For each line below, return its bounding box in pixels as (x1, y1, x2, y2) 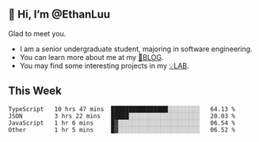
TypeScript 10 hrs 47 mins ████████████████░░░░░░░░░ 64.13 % (8, 105, 236, 113)
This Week (8, 84, 62, 98)
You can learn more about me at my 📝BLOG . (19, 52, 164, 62)
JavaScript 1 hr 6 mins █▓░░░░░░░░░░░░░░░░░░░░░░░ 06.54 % (8, 119, 236, 127)
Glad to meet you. (8, 28, 67, 38)
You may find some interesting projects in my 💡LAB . (19, 61, 190, 70)
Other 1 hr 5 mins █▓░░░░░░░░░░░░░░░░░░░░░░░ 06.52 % (8, 125, 236, 134)
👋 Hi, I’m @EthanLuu (8, 8, 111, 21)
